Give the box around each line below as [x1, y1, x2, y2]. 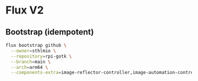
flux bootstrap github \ [5, 42, 67, 48]
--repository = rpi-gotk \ [11, 53, 72, 59]
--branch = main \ [11, 59, 51, 65]
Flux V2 [5, 4, 44, 17]
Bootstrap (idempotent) [5, 27, 94, 37]
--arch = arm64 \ [11, 64, 48, 70]
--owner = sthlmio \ [11, 48, 57, 53]
